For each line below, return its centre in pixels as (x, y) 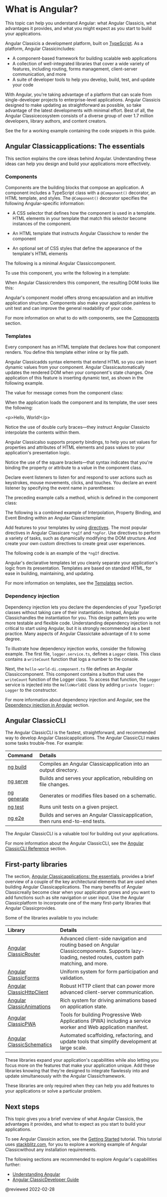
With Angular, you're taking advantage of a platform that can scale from (79, 94)
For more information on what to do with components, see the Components (82, 318)
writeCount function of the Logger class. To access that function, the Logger (83, 679)
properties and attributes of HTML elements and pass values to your (75, 447)
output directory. (59, 770)
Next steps (22, 1107)
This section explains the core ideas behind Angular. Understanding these (81, 158)
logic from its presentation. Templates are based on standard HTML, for (79, 568)
